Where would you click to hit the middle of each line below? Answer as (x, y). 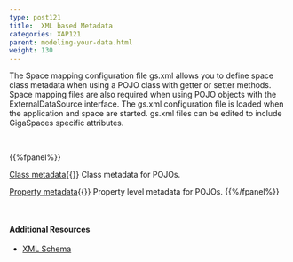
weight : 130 (31, 51)
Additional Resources (50, 229)
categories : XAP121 (45, 34)
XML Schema (47, 249)
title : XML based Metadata (61, 26)
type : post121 (36, 17)
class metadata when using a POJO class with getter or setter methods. (140, 85)
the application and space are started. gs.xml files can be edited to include (146, 114)
